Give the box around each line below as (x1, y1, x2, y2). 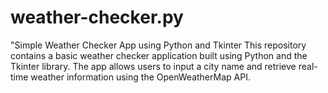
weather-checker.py (10, 6, 184, 29)
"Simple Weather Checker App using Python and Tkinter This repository (10, 39, 307, 51)
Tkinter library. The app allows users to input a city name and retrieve (10, 60, 297, 72)
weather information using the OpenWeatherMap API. (30, 71, 251, 83)
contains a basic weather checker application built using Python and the (10, 49, 308, 61)
